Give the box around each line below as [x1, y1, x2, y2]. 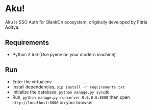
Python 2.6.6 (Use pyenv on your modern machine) [12, 51, 116, 57]
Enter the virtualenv [12, 79, 52, 85]
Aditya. [5, 24, 20, 30]
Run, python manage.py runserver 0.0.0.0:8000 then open [12, 94, 130, 100]
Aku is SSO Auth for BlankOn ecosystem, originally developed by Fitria [5, 19, 148, 25]
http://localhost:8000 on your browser [12, 99, 93, 105]
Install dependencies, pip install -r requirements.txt [12, 84, 125, 89]
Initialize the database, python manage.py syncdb [12, 89, 110, 95]
